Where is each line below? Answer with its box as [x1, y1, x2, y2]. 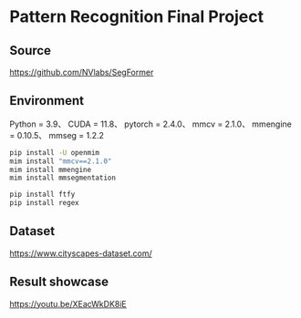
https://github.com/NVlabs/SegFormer [9, 67, 154, 77]
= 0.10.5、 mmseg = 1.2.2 [9, 129, 105, 140]
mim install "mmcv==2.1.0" [9, 157, 112, 166]
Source [9, 43, 52, 58]
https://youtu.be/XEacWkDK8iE [9, 298, 128, 309]
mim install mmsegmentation [9, 173, 117, 183]
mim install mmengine [9, 165, 92, 174]
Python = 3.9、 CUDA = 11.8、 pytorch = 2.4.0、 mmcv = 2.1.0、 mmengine [9, 118, 292, 129]
